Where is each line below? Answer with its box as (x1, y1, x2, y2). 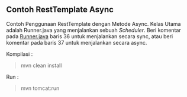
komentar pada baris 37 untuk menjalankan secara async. (6, 39, 147, 46)
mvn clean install (20, 62, 62, 69)
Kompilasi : (6, 50, 33, 58)
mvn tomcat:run (20, 85, 60, 92)
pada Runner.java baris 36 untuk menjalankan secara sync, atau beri (6, 32, 173, 40)
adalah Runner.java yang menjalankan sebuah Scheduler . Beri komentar (6, 26, 182, 34)
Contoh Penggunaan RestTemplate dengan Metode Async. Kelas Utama (6, 20, 181, 27)
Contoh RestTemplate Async (6, 5, 114, 15)
